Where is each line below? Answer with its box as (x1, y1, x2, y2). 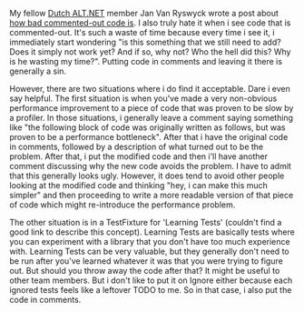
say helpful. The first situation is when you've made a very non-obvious (9, 93, 278, 104)
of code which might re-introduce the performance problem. (9, 199, 236, 210)
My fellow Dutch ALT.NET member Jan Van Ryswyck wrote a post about (9, 8, 279, 18)
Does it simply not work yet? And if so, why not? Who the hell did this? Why (9, 46, 291, 57)
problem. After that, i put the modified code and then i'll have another (9, 151, 269, 162)
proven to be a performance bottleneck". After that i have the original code (9, 132, 289, 142)
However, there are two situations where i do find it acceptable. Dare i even (9, 84, 290, 94)
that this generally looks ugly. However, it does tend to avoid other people (9, 170, 285, 181)
